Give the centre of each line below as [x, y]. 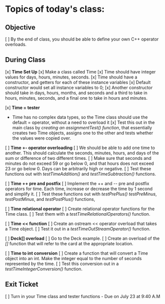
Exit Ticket [22, 285]
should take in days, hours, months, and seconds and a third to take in [76, 93]
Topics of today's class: [55, 9]
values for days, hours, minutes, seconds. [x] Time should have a [71, 77]
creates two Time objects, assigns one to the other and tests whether [83, 133]
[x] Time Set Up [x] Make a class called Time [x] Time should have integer [81, 72]
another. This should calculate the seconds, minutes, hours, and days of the [82, 153]
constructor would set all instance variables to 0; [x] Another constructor [79, 87]
